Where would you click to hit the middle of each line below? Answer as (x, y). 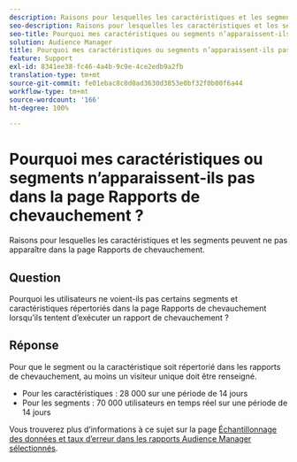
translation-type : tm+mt (55, 75)
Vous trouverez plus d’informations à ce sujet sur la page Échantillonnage (143, 429)
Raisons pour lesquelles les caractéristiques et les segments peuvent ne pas (148, 241)
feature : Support (41, 58)
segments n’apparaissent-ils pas (132, 178)
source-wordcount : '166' (55, 100)
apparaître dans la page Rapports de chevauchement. (107, 250)
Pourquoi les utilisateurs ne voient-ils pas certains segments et (124, 299)
